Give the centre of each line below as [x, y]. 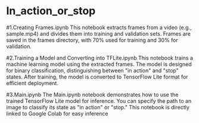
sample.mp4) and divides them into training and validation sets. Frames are [98, 33]
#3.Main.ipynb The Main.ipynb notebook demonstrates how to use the [92, 94]
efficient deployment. [32, 83]
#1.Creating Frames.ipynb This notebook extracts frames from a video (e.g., [99, 27]
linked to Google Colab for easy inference [57, 113]
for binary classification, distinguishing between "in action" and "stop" [92, 70]
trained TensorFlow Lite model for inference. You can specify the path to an [99, 101]
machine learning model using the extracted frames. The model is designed [99, 64]
